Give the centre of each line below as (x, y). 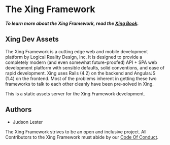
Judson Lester (28, 122)
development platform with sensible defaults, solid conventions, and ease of (85, 67)
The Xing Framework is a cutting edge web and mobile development (77, 51)
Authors (19, 110)
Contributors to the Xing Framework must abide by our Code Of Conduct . (82, 137)
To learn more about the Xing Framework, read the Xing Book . (72, 23)
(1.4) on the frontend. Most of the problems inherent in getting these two (81, 78)
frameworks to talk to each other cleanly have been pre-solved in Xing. (79, 84)
